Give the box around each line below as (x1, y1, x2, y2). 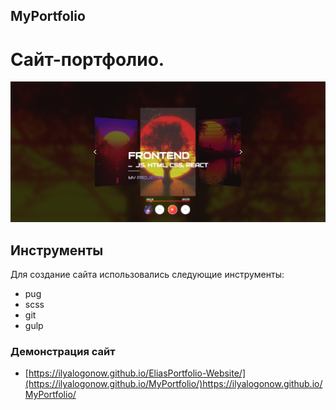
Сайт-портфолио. (10, 48, 165, 71)
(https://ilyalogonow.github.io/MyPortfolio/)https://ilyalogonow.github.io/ (24, 378, 323, 390)
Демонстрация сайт (10, 344, 116, 358)
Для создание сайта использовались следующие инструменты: (10, 269, 285, 281)
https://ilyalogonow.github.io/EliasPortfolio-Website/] (28, 367, 246, 379)
